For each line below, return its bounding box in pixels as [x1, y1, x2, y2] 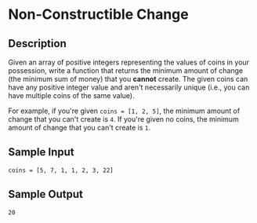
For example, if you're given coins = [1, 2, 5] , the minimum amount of [8, 106, 241, 115]
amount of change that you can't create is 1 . [8, 123, 151, 132]
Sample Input [8, 145, 74, 159]
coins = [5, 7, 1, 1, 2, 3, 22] [8, 166, 114, 174]
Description [8, 37, 67, 50]
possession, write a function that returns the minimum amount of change [8, 66, 244, 75]
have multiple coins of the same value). [8, 91, 135, 100]
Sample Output [8, 188, 84, 201]
